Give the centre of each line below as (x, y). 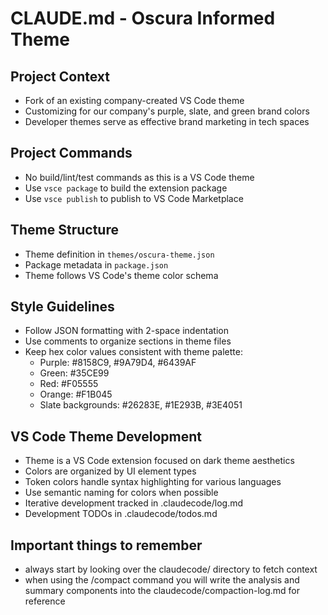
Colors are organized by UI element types (110, 471)
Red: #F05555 (69, 384)
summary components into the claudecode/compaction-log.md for (162, 591)
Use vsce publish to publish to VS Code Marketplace (134, 198)
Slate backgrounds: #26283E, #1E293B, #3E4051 (141, 405)
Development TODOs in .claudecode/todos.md (121, 514)
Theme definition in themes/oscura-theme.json (119, 254)
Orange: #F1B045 (76, 394)
